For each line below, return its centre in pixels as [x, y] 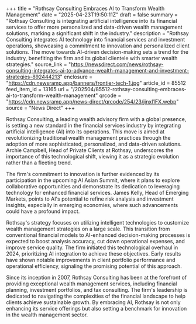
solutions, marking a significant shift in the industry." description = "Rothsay [97, 33]
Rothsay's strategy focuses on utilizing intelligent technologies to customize [97, 223]
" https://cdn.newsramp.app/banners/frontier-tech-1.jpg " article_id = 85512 [96, 83]
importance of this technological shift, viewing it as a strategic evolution [93, 156]
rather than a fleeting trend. [39, 163]
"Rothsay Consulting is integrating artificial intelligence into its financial [92, 21]
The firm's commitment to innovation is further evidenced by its [83, 174]
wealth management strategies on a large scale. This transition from [88, 229]
